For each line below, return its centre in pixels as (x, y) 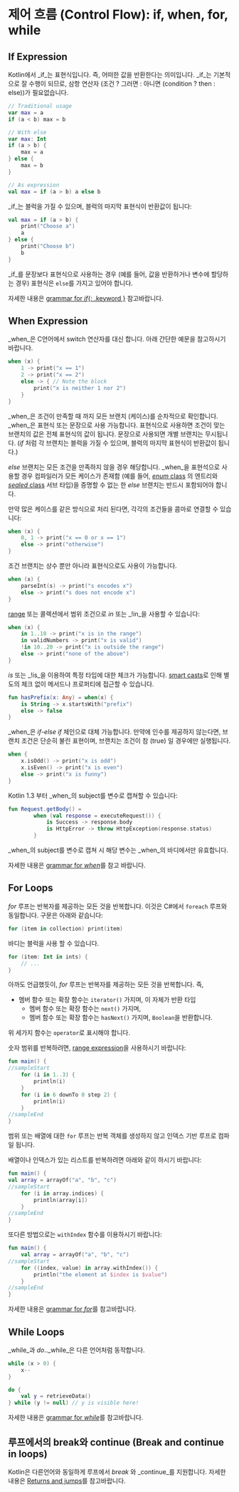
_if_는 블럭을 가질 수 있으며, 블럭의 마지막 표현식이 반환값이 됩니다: (100, 206)
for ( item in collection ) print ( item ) (65, 928)
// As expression (34, 185)
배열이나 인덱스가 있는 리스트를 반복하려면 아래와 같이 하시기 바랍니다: (105, 1160)
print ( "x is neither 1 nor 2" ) (80, 388)
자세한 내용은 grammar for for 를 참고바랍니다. (72, 1309)
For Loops (31, 888)
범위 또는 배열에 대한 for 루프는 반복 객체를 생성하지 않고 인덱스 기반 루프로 (112, 1136)
